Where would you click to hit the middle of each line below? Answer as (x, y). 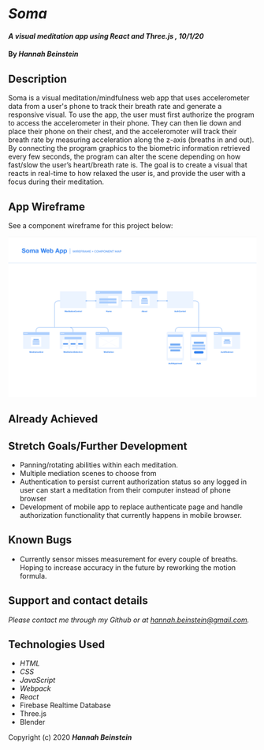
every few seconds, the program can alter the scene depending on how (125, 157)
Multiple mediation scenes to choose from (88, 474)
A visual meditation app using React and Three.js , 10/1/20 (106, 36)
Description (37, 79)
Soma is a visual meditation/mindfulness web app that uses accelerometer (129, 98)
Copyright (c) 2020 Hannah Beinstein (70, 737)
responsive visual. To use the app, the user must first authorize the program (131, 114)
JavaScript (37, 681)
